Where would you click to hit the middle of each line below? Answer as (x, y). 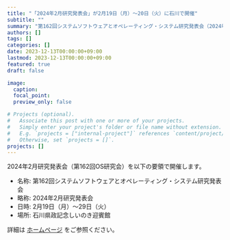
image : (16, 83)
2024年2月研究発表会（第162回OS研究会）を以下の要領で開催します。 (106, 166)
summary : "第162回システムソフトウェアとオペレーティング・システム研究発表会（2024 (114, 26)
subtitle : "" (26, 20)
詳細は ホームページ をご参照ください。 (63, 230)
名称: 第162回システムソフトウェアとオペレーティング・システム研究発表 (119, 181)
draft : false (26, 70)
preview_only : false (42, 102)
